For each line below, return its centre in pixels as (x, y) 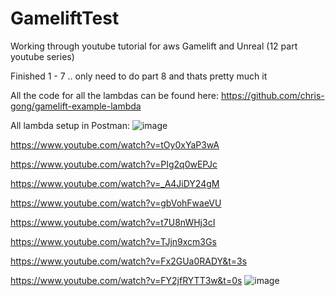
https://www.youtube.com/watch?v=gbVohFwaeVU (116, 203)
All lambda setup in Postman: (70, 125)
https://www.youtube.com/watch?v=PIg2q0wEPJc (114, 164)
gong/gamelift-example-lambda (76, 106)
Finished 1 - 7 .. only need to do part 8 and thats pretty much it (139, 76)
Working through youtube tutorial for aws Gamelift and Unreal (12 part (154, 46)
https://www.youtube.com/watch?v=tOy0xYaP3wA (115, 144)
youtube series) (42, 56)
